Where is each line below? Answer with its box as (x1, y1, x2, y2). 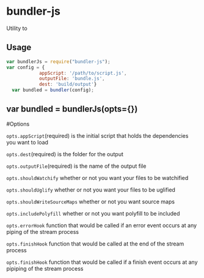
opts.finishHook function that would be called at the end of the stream (6, 240, 184, 247)
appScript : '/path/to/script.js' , (38, 70, 127, 76)
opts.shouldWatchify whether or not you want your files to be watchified (6, 174, 189, 181)
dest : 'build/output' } (38, 81, 97, 88)
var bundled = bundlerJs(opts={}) (6, 104, 138, 115)
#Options (6, 120, 30, 127)
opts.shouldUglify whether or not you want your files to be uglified (6, 186, 176, 193)
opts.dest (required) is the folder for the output (6, 150, 123, 157)
